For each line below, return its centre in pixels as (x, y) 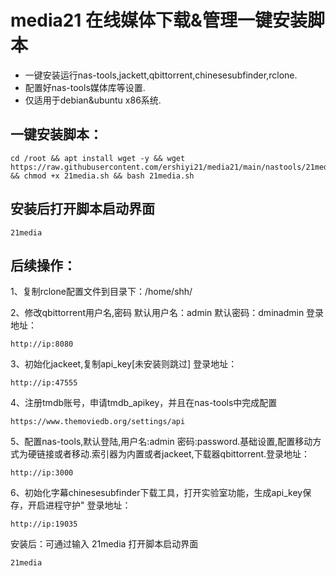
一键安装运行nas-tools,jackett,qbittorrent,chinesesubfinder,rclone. (161, 75)
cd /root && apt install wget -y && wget (98, 158)
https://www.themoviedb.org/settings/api (98, 422)
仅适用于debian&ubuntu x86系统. (93, 100)
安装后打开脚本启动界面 (82, 209)
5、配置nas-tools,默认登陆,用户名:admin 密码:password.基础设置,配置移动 (161, 442)
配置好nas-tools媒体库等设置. (85, 87)
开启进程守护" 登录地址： (79, 505)
